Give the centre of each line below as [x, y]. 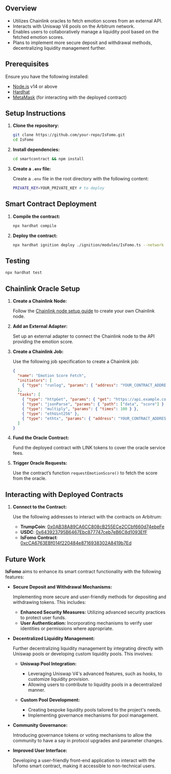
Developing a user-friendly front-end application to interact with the [84, 760]
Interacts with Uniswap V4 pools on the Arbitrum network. [74, 26]
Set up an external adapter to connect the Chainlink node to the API [83, 336]
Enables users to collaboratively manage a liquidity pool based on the [86, 32]
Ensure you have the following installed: [47, 76]
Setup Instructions [35, 113]
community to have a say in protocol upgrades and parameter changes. [88, 740]
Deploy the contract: [35, 236]
